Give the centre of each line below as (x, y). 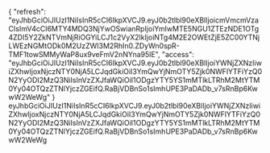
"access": (178, 54)
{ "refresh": (27, 12)
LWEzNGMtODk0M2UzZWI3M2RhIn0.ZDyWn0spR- (94, 46)
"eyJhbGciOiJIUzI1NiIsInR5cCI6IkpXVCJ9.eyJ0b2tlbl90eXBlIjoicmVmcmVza (134, 20)
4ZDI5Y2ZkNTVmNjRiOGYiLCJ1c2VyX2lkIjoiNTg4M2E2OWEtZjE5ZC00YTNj (134, 37)
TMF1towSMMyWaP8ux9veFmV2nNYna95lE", (84, 54)
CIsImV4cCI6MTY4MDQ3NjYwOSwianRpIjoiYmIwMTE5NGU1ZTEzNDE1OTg (134, 29)
